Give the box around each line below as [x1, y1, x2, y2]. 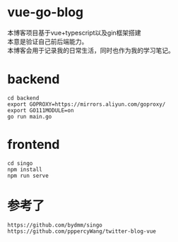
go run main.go [7, 113, 52, 120]
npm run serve [7, 172, 49, 179]
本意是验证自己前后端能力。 [7, 37, 88, 46]
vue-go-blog [7, 4, 84, 20]
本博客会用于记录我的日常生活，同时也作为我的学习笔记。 [7, 46, 174, 54]
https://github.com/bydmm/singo [7, 222, 102, 229]
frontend [7, 137, 60, 152]
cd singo [7, 159, 33, 167]
